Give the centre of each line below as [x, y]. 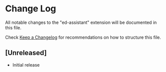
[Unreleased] [26, 53]
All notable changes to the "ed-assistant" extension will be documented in [81, 22]
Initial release [26, 65]
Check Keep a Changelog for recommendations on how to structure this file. [83, 37]
